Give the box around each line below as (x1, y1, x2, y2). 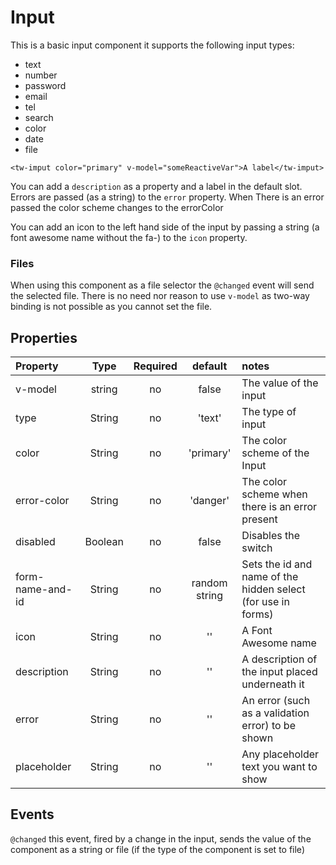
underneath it (241, 677, 305, 691)
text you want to (241, 760, 318, 774)
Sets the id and (241, 557, 313, 571)
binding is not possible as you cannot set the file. (10, 301, 213, 313)
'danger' (189, 494, 230, 508)
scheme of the (241, 446, 310, 460)
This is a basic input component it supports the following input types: (10, 39, 295, 51)
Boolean (84, 535, 124, 549)
